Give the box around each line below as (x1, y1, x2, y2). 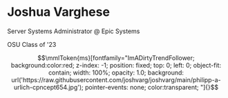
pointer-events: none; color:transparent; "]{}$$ (85, 83, 219, 91)
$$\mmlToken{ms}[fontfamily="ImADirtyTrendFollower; (37, 53, 195, 62)
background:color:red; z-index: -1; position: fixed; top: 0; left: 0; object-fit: (10, 61, 222, 69)
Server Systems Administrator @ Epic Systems (7, 27, 140, 35)
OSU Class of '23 (7, 40, 57, 48)
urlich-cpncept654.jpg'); (13, 83, 84, 91)
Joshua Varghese (7, 4, 111, 20)
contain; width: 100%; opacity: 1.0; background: (48, 68, 184, 77)
